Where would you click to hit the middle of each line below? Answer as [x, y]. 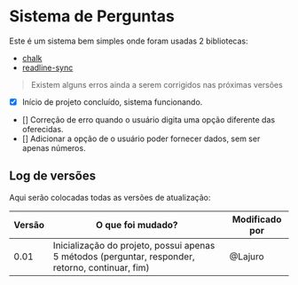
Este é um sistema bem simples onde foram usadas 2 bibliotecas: [129, 41]
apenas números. [54, 148]
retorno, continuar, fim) [101, 267]
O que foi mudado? [137, 225]
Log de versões [52, 176]
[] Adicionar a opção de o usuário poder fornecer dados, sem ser [141, 139]
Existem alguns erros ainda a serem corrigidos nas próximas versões [157, 84]
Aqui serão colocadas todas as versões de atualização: [110, 197]
